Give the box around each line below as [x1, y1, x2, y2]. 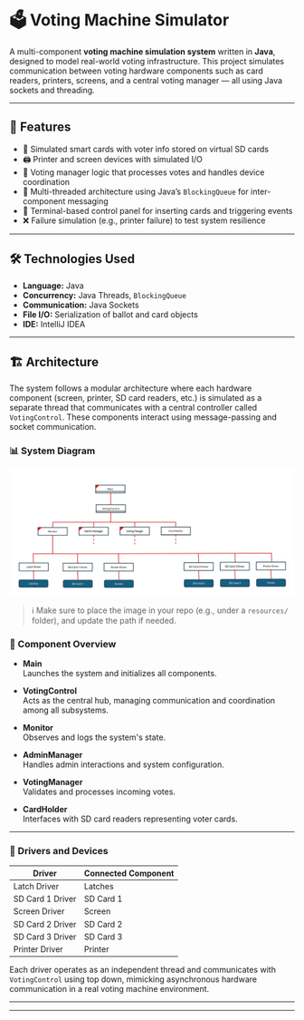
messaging [67, 195, 109, 207]
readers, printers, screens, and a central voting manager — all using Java [9, 74, 283, 85]
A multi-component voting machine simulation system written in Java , [9, 45, 276, 57]
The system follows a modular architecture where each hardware [9, 383, 252, 393]
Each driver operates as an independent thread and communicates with [9, 964, 276, 975]
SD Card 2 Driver [13, 918, 77, 929]
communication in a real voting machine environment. [9, 983, 210, 994]
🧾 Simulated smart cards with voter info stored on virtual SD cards [22, 143, 270, 154]
